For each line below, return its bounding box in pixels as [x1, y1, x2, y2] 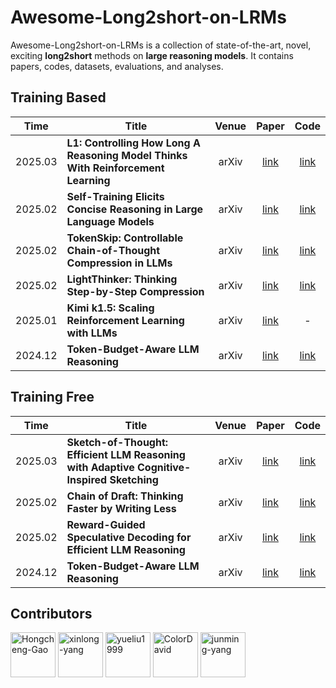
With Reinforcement [66, 161, 165, 175]
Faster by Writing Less [66, 501, 177, 515]
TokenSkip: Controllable [66, 231, 184, 245]
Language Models [66, 214, 155, 228]
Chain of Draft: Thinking [66, 489, 184, 503]
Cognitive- [137, 460, 192, 474]
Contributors [10, 605, 93, 622]
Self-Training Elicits [66, 189, 165, 203]
